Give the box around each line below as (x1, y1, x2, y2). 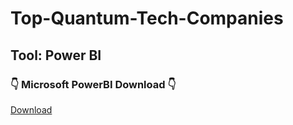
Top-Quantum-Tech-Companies (10, 7, 284, 30)
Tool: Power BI (10, 47, 102, 64)
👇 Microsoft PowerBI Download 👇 (10, 77, 177, 91)
